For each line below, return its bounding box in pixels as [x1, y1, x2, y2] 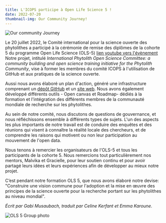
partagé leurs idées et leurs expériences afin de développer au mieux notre [5, 163, 159, 169]
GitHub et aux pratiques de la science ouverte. [5, 71, 100, 77]
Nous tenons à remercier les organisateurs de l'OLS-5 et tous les [5, 147, 138, 153]
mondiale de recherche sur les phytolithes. [5, 102, 93, 108]
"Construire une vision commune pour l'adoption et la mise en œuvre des [5, 183, 155, 189]
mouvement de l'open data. [5, 137, 61, 143]
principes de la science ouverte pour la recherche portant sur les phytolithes [5, 188, 162, 194]
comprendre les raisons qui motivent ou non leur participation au [5, 132, 137, 138]
